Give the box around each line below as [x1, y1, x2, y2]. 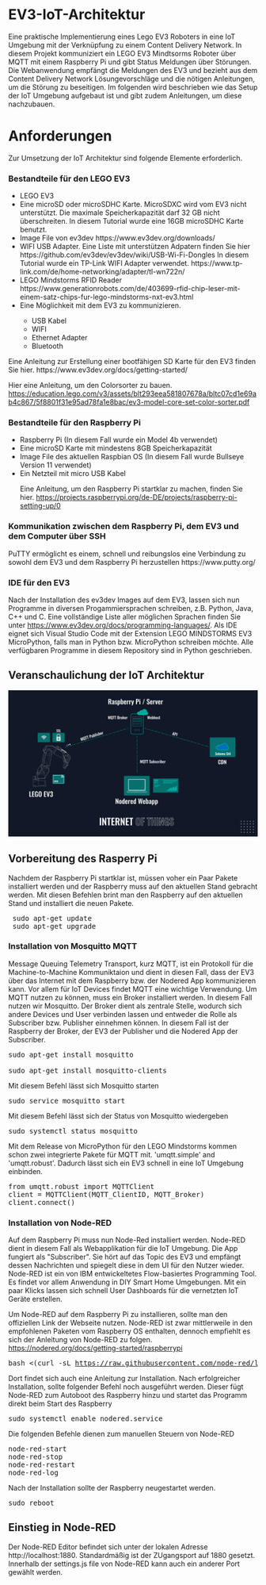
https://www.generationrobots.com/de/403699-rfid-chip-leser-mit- [19, 284, 241, 294]
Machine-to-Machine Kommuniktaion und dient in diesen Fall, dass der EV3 [8, 967, 255, 977]
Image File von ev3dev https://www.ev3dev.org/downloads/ [19, 233, 215, 243]
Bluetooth [31, 341, 63, 351]
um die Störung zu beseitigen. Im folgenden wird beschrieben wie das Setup [8, 82, 258, 92]
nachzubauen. [8, 99, 55, 109]
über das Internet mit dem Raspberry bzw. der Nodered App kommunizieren [8, 976, 256, 985]
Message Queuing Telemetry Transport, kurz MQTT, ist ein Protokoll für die [8, 958, 253, 969]
